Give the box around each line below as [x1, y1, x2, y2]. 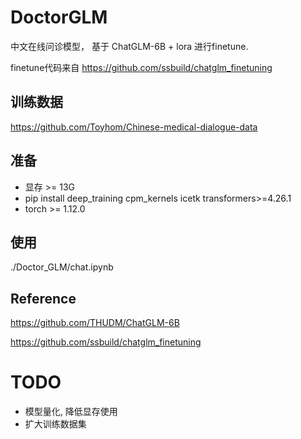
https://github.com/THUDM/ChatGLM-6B [10, 317, 180, 329]
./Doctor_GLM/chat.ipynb [10, 261, 114, 273]
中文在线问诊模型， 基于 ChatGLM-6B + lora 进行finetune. [10, 40, 249, 52]
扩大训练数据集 [24, 418, 87, 430]
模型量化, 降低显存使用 [24, 406, 118, 418]
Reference [10, 290, 77, 307]
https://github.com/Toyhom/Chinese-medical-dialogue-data [10, 121, 258, 133]
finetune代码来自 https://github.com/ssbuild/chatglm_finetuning [10, 61, 273, 73]
